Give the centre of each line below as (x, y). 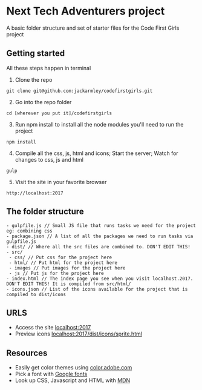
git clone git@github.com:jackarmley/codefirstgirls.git (80, 91)
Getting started (36, 54)
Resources (27, 353)
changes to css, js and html (49, 159)
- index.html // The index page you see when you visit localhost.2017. (100, 279)
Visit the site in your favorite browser (61, 182)
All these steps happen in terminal (49, 68)
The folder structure (45, 212)
